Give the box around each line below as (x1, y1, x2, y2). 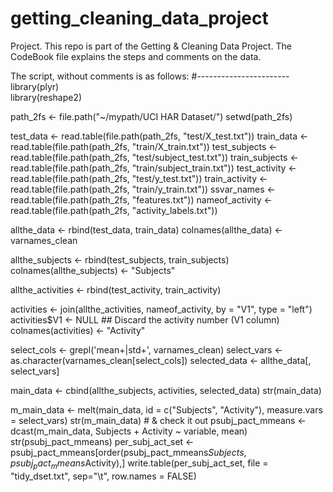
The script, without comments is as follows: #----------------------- (10, 70, 290, 82)
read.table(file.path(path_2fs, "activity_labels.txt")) (10, 204, 218, 216)
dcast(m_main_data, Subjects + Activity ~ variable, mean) (10, 425, 248, 437)
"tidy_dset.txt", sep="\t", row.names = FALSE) (10, 470, 197, 482)
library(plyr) (10, 80, 60, 92)
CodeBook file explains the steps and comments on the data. (10, 50, 262, 62)
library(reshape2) (10, 91, 83, 103)
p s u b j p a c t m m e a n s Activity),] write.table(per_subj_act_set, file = (10, 457, 269, 471)
